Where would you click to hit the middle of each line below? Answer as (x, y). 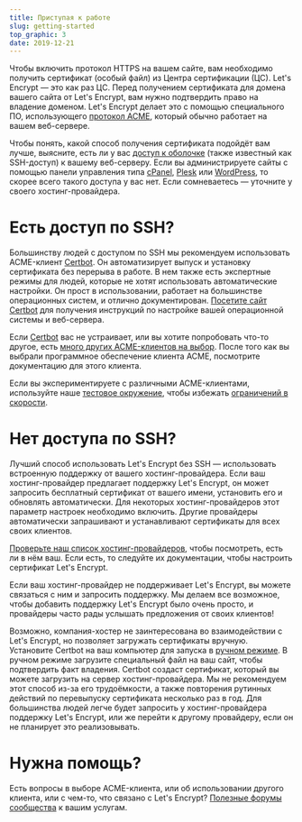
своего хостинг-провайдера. (65, 191)
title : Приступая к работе (60, 18)
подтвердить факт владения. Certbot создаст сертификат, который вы (144, 670)
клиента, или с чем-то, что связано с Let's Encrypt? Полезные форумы (146, 798)
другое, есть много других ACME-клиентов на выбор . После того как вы (150, 347)
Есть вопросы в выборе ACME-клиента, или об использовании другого (146, 789)
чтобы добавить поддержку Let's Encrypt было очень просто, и (132, 604)
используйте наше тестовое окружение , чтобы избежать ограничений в (149, 393)
